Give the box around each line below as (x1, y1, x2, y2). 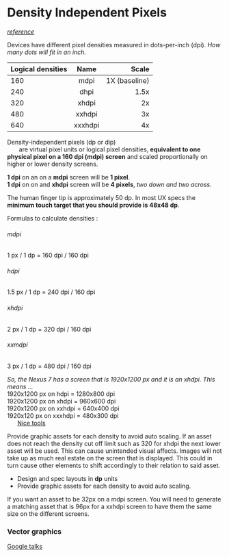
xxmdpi (7, 341, 29, 349)
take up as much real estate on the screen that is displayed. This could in (7, 454, 213, 462)
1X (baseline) (105, 75, 150, 85)
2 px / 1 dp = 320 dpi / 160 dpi (7, 325, 92, 333)
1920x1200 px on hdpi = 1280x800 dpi (7, 389, 115, 398)
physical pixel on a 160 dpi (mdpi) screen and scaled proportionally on (7, 152, 208, 160)
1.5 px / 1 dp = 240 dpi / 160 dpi (7, 288, 96, 296)
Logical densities (10, 64, 68, 73)
